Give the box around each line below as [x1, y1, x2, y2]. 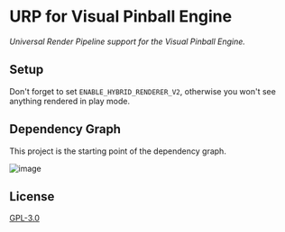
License [9, 189, 55, 204]
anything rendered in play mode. [9, 95, 131, 106]
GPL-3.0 [9, 213, 41, 224]
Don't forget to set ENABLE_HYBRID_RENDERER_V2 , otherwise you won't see [9, 85, 277, 96]
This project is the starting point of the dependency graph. [9, 146, 227, 156]
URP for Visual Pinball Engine [9, 6, 233, 27]
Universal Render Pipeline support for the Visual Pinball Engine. [9, 36, 246, 47]
